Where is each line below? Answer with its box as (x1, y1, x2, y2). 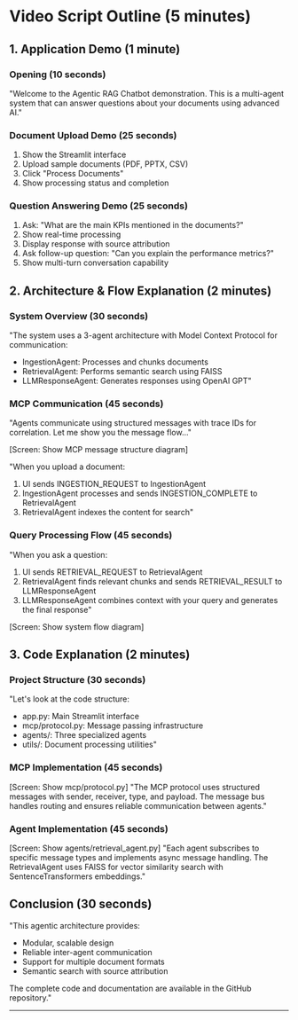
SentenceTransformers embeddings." (9, 871, 146, 882)
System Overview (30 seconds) (9, 310, 149, 322)
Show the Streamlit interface (21, 149, 127, 161)
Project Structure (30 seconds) (9, 674, 146, 687)
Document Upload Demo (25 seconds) (9, 129, 177, 141)
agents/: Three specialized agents (21, 730, 147, 741)
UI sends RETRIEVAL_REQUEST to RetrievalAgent (21, 566, 203, 577)
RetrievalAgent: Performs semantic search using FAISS (21, 366, 223, 377)
